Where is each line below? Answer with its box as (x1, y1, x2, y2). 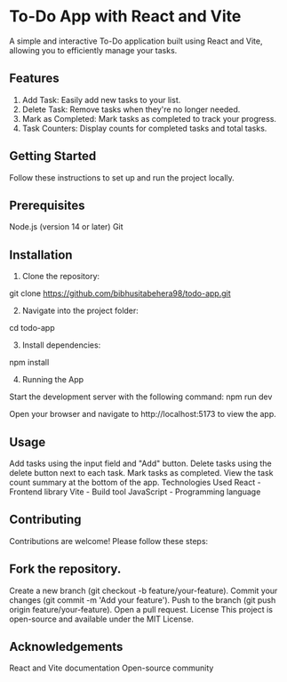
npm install (9, 357, 50, 368)
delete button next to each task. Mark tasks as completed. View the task (9, 468, 274, 477)
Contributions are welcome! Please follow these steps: (9, 535, 209, 546)
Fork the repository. (9, 562, 122, 577)
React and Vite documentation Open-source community (9, 662, 214, 673)
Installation (9, 247, 73, 262)
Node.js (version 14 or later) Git (9, 221, 124, 232)
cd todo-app (9, 323, 55, 333)
